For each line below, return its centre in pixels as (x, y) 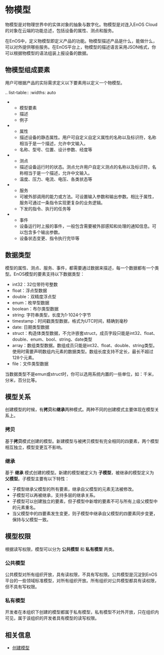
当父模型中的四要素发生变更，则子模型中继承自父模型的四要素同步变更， (85, 513)
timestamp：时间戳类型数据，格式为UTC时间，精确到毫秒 (70, 321)
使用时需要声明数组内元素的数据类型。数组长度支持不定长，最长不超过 (83, 351)
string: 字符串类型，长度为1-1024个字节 (51, 315)
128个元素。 (24, 357)
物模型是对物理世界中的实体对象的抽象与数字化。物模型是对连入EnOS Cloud (81, 24)
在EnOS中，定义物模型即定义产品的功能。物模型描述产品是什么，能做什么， (81, 41)
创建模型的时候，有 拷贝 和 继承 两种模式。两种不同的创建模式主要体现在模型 (80, 409)
